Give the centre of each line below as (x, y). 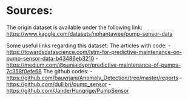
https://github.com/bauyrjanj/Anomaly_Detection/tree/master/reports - (94, 78)
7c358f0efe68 (24, 71)
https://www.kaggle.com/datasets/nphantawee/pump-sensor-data (89, 33)
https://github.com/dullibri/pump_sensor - (59, 84)
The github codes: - (68, 71)
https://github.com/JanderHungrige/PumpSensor (68, 90)
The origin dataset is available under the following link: (74, 27)
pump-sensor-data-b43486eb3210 (50, 58)
